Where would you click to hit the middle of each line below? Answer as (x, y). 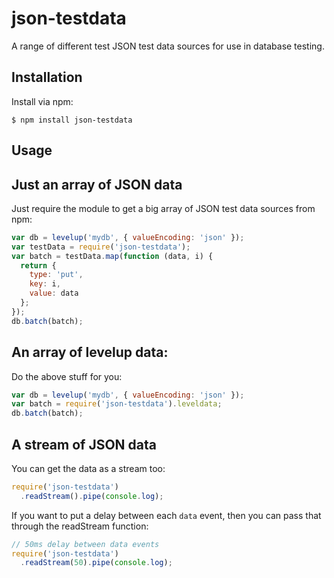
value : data (54, 293)
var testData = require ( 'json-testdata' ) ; (101, 247)
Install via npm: (42, 101)
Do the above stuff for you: (67, 376)
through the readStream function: (80, 526)
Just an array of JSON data (97, 184)
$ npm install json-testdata (72, 120)
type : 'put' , (56, 275)
